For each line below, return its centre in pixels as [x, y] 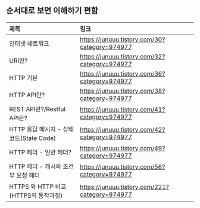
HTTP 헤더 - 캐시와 [35, 166]
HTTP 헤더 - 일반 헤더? [40, 152]
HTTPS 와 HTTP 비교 [38, 187]
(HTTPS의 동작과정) [36, 195]
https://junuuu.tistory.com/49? [123, 148]
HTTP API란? [27, 95]
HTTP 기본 [24, 77]
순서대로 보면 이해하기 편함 [52, 11]
